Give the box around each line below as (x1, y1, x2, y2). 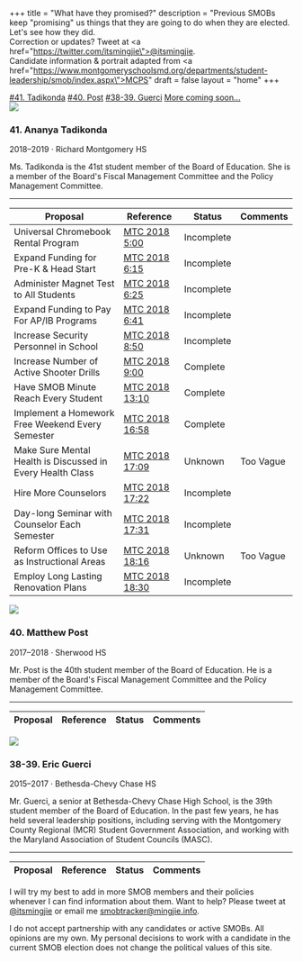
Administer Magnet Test (13, 277, 115, 290)
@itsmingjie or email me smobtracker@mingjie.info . (9, 905, 200, 916)
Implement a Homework (13, 407, 115, 420)
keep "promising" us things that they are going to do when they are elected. (9, 17, 290, 28)
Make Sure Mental (13, 444, 91, 457)
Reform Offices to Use (13, 544, 108, 557)
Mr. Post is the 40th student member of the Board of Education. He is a (9, 664, 272, 675)
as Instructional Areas (13, 556, 106, 568)
